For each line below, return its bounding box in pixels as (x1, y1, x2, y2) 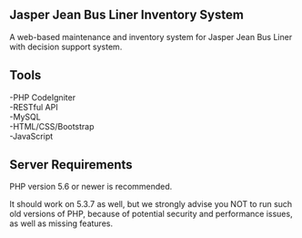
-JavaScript (9, 130, 54, 141)
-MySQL (9, 111, 41, 122)
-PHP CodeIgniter (9, 91, 75, 103)
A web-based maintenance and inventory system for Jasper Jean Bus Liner (9, 31, 293, 42)
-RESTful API (9, 101, 58, 112)
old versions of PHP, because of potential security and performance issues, (9, 209, 293, 220)
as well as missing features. (9, 218, 114, 229)
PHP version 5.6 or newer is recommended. (9, 181, 173, 192)
